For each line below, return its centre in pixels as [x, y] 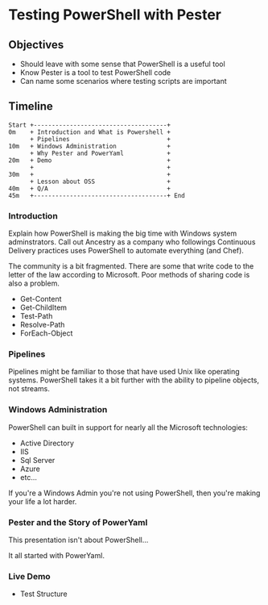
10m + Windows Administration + [90, 146]
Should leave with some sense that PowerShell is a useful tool [122, 64]
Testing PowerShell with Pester [115, 15]
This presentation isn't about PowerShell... [78, 540]
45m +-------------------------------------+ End [97, 195]
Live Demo [29, 576]
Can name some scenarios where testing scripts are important [123, 81]
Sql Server [37, 460]
